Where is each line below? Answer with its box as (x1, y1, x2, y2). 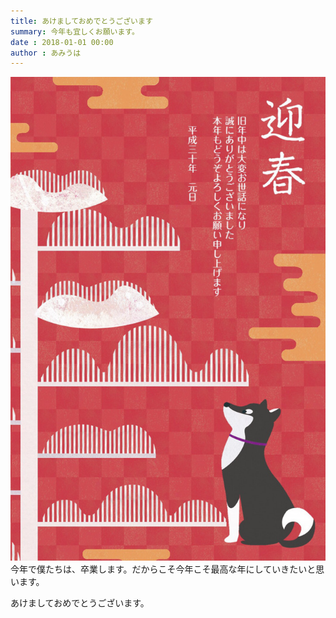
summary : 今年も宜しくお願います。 (10, 26, 140, 37)
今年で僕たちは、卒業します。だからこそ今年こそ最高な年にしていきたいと (10, 563, 317, 575)
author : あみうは (10, 48, 82, 58)
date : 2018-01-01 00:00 (10, 37, 114, 47)
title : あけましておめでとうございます (10, 16, 153, 26)
